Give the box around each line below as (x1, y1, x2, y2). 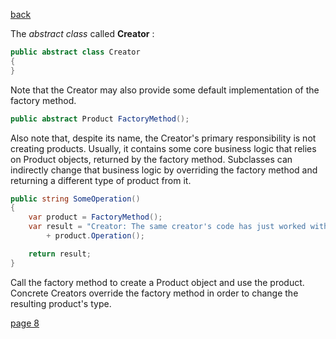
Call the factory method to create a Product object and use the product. (10, 276, 305, 288)
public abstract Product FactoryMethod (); (10, 114, 190, 124)
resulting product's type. (10, 297, 112, 309)
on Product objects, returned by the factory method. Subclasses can (10, 153, 293, 165)
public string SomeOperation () (10, 194, 141, 204)
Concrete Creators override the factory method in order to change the (10, 287, 299, 299)
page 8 (10, 317, 40, 329)
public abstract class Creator (10, 47, 141, 57)
